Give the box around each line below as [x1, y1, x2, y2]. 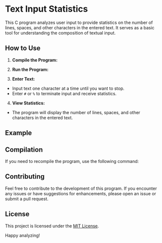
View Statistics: [12, 100, 45, 106]
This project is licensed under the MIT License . [5, 223, 99, 229]
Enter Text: [12, 76, 35, 81]
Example [5, 129, 32, 137]
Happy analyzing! [5, 232, 40, 238]
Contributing [5, 172, 45, 181]
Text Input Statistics [5, 3, 88, 15]
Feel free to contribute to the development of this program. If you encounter [5, 185, 157, 191]
